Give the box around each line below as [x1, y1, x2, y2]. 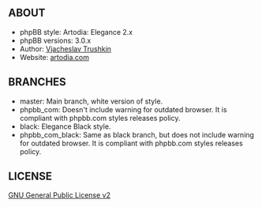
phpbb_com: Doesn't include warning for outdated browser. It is [19, 104, 227, 114]
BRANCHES [8, 75, 67, 89]
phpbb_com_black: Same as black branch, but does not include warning [19, 130, 255, 139]
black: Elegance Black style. [19, 122, 111, 131]
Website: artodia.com [19, 52, 89, 62]
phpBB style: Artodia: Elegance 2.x [19, 27, 133, 36]
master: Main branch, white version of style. [19, 96, 163, 106]
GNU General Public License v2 [8, 190, 110, 200]
